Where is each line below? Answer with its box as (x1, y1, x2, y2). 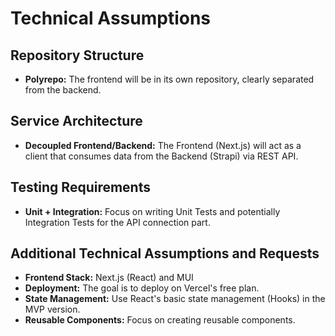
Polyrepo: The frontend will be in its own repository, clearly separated (24, 73, 315, 85)
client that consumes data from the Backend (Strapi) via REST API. (24, 150, 299, 162)
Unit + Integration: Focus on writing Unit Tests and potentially (24, 205, 281, 217)
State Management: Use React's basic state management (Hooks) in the (24, 293, 326, 305)
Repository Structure (10, 47, 145, 64)
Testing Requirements (10, 179, 151, 196)
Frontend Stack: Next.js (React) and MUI (24, 272, 194, 284)
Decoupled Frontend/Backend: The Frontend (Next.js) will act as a (24, 139, 302, 151)
